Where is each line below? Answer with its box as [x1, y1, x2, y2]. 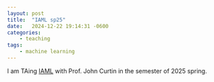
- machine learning [19, 49, 75, 55]
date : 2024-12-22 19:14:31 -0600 [7, 23, 109, 29]
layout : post [7, 10, 45, 17]
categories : [7, 29, 41, 36]
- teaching [19, 36, 51, 42]
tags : [7, 42, 23, 49]
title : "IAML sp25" [7, 16, 67, 23]
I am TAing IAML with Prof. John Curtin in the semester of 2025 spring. [7, 66, 207, 75]
